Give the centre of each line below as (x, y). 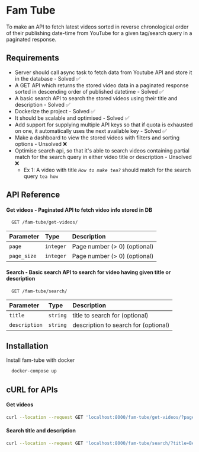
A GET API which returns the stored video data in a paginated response (102, 85)
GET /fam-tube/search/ (39, 291)
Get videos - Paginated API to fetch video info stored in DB (79, 210)
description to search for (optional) (121, 325)
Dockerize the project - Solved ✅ (55, 111)
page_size (23, 256)
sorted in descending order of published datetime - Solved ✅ (89, 91)
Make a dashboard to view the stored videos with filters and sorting (97, 138)
